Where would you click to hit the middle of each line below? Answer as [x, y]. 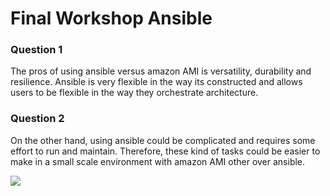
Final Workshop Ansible [111, 18]
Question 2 [37, 119]
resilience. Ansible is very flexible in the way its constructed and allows [156, 82]
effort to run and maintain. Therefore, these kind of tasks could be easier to [165, 151]
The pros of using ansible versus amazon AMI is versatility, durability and [161, 71]
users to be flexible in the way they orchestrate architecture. [134, 93]
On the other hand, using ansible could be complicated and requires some [163, 140]
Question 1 [36, 50]
